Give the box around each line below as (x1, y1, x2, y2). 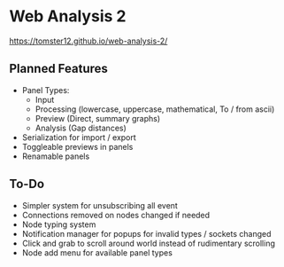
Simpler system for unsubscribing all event (21, 200, 179, 210)
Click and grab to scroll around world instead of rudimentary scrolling (21, 238, 276, 248)
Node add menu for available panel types (21, 247, 173, 258)
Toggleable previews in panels (21, 141, 134, 152)
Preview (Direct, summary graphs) (35, 113, 161, 123)
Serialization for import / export (21, 131, 137, 143)
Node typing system (21, 219, 96, 230)
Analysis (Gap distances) (35, 122, 127, 133)
